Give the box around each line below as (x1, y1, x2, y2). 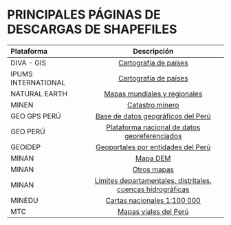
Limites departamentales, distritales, (94, 175, 212, 185)
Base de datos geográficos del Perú (95, 111, 211, 120)
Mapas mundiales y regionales (104, 89, 203, 98)
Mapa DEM (135, 153, 171, 163)
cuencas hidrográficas (116, 184, 190, 194)
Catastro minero (126, 100, 179, 109)
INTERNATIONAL (10, 78, 66, 87)
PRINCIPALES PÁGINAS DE (7, 7, 162, 23)
